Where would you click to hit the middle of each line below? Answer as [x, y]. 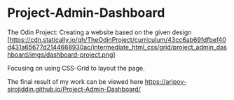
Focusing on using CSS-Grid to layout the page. [76, 68]
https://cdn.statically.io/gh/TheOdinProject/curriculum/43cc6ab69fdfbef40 [118, 39]
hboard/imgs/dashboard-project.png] [61, 55]
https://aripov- [166, 81]
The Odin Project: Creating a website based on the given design [99, 32]
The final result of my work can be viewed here [75, 81]
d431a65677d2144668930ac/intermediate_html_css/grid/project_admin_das [117, 47]
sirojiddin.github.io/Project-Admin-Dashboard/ [74, 89]
